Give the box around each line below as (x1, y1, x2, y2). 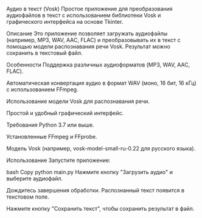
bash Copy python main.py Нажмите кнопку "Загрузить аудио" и (6, 169, 173, 175)
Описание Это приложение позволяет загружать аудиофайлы (6, 30, 168, 37)
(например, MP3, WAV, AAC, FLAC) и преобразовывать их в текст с (6, 37, 181, 43)
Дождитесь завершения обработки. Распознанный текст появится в (6, 187, 184, 194)
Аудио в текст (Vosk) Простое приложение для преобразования (6, 5, 173, 12)
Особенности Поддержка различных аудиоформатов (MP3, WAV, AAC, (6, 61, 190, 68)
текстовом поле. (6, 193, 50, 200)
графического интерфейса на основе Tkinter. (6, 18, 124, 25)
